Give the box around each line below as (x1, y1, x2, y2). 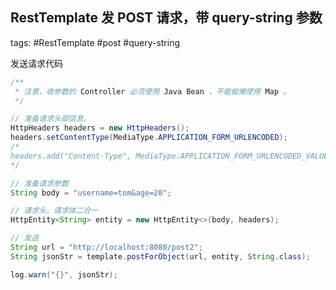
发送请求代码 (10, 57, 63, 69)
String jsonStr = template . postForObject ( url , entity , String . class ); (10, 251, 311, 262)
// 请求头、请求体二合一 (10, 206, 99, 216)
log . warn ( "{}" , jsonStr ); (10, 269, 118, 280)
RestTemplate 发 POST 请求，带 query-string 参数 (10, 9, 323, 27)
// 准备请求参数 (10, 178, 69, 188)
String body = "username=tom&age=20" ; (10, 188, 172, 198)
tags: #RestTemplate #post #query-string (10, 36, 181, 48)
